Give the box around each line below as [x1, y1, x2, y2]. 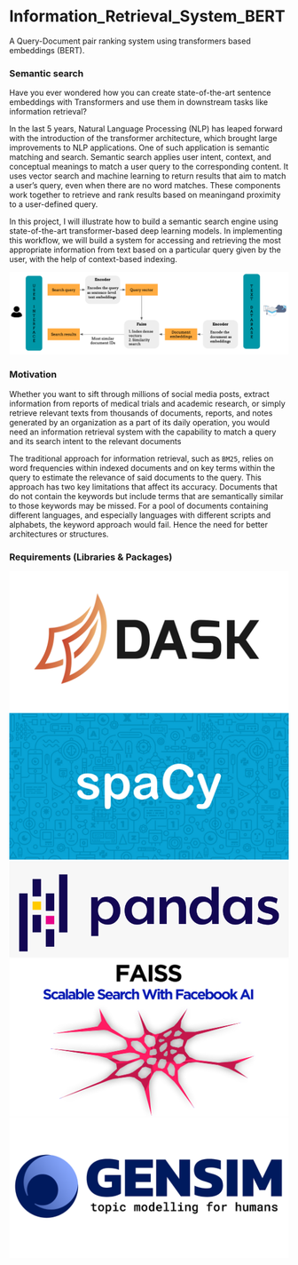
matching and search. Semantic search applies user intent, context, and [9, 152, 272, 163]
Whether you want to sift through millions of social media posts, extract [9, 388, 271, 399]
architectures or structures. [9, 529, 109, 539]
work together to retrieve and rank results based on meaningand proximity [9, 189, 281, 201]
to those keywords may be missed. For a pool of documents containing [9, 500, 269, 511]
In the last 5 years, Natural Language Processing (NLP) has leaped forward [9, 123, 283, 134]
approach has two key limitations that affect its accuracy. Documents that [9, 481, 278, 492]
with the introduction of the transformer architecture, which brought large [9, 133, 278, 144]
